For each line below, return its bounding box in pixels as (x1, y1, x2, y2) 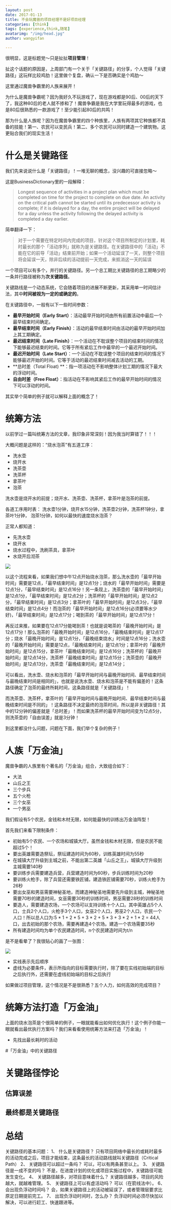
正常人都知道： (5, 523, 37, 529)
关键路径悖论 (5, 1067, 60, 1079)
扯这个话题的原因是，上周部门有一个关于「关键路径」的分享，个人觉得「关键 (5, 66, 166, 72)
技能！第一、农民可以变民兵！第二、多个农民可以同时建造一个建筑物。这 (14, 123, 166, 130)
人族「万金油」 (5, 745, 68, 756)
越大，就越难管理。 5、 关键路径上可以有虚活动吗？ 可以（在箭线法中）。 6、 (5, 1180, 165, 1186)
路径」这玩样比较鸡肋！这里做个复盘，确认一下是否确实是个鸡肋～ (5, 72, 144, 78)
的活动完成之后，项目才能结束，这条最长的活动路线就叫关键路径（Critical (5, 1154, 159, 1161)
